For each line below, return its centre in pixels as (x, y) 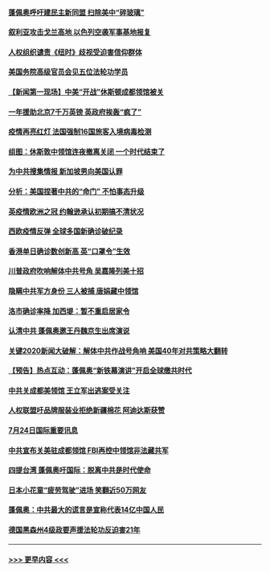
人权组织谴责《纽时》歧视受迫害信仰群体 (75, 51)
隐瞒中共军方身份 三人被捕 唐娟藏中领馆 (74, 290)
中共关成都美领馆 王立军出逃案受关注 (69, 390)
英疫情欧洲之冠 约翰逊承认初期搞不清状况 (76, 211)
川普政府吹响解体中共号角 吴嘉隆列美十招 (76, 271)
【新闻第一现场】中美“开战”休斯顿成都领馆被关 (86, 92)
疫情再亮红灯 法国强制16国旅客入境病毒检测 (80, 132)
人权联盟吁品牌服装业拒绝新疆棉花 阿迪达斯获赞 (87, 410)
